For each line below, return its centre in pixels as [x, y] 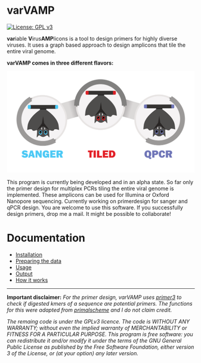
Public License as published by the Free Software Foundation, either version [101, 347]
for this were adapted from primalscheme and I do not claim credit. [89, 310]
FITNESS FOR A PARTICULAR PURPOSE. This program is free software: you [100, 334]
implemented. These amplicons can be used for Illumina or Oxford [88, 195]
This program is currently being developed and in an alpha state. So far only [100, 182]
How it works [32, 280]
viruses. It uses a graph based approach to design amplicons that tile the [96, 45]
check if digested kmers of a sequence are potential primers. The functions [100, 304]
